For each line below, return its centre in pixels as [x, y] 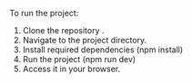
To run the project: [44, 13]
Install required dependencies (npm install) [103, 50]
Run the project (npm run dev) [79, 59]
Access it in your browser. [71, 69]
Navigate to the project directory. [85, 40]
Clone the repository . [63, 30]
